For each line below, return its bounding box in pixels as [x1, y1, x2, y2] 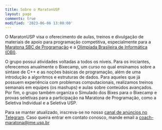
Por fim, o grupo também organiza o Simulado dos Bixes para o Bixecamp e [5, 90, 157, 96]
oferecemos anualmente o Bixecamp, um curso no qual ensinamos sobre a [5, 64, 155, 70]
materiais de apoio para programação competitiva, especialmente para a [5, 39, 151, 45]
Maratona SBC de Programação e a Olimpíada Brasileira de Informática [5, 44, 148, 50]
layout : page [5, 12, 32, 16]
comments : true [5, 16, 36, 21]
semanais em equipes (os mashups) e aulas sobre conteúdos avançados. [5, 84, 153, 90]
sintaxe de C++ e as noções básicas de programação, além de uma [5, 69, 141, 75]
